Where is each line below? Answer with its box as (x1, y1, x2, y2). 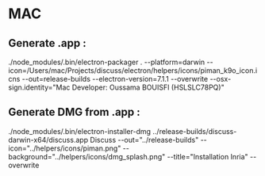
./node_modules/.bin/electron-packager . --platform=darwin (8, 57, 205, 67)
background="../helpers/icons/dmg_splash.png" (8, 151, 166, 161)
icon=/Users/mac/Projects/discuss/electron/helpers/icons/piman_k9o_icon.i (8, 66, 258, 75)
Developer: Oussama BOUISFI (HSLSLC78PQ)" (71, 82, 225, 92)
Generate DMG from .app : (8, 105, 140, 119)
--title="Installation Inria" (167, 151, 248, 161)
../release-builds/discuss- (152, 126, 237, 136)
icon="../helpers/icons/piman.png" (8, 143, 121, 153)
